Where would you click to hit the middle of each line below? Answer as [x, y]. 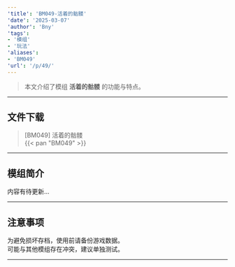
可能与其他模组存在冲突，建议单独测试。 [65, 250]
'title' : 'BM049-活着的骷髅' [47, 14]
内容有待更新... [29, 192]
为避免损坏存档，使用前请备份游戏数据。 [65, 240]
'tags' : [19, 33]
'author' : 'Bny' [31, 27]
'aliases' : [23, 53]
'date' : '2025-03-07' [39, 20]
